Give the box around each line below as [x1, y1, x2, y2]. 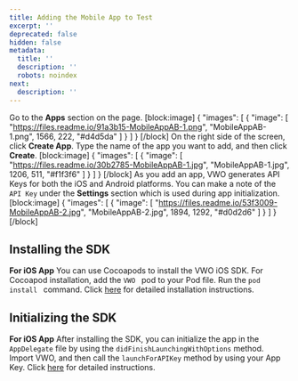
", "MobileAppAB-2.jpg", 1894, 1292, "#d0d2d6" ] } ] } [80, 207, 278, 217]
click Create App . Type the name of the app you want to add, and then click [9, 140, 287, 151]
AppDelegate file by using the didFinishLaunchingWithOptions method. [9, 344, 264, 354]
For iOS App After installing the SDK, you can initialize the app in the [9, 334, 260, 345]
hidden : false [9, 37, 62, 47]
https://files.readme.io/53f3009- [158, 197, 278, 207]
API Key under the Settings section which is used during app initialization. [9, 188, 280, 199]
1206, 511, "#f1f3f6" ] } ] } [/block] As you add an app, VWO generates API [9, 168, 280, 179]
